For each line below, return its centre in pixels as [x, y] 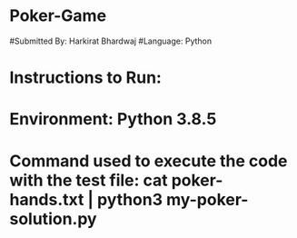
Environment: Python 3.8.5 [113, 119]
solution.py [53, 218]
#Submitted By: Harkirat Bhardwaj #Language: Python [110, 41]
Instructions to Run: [85, 78]
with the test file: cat [89, 180]
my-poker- [208, 199]
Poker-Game [58, 16]
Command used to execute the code [148, 161]
